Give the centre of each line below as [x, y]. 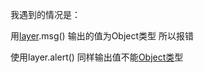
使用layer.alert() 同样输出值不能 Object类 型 [97, 57]
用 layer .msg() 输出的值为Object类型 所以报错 [102, 36]
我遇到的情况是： [45, 14]
